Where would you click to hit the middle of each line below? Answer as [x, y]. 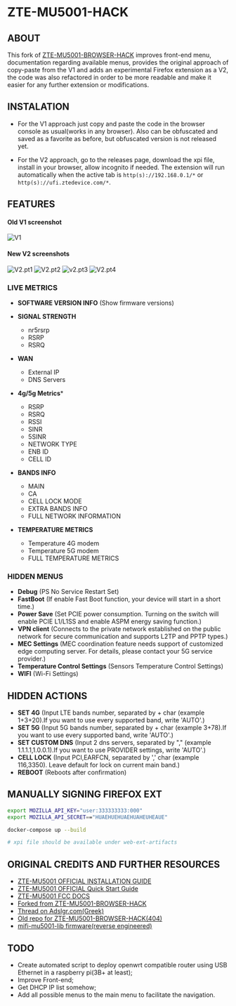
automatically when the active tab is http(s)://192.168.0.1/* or [110, 174]
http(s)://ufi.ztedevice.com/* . [64, 182]
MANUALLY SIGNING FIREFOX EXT [85, 794]
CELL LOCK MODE [55, 501]
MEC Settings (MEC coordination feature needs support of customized [120, 644]
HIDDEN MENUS [35, 576]
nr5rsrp [39, 330]
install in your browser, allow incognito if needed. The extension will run [121, 167]
